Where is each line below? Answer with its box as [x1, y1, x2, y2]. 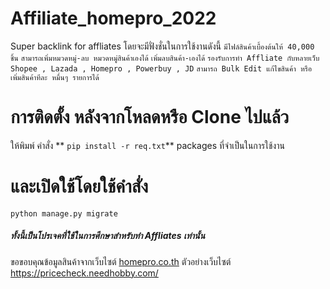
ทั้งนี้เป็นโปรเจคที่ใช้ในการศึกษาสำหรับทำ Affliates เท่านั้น [10, 230, 206, 242]
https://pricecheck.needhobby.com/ [10, 267, 159, 279]
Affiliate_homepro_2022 [10, 7, 217, 30]
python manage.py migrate [10, 208, 118, 219]
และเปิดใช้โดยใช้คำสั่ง [10, 175, 149, 198]
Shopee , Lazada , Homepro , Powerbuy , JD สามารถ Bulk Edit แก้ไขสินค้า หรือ [10, 63, 313, 74]
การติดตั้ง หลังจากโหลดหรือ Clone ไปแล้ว [10, 106, 290, 129]
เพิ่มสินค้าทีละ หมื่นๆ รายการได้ [10, 72, 100, 82]
